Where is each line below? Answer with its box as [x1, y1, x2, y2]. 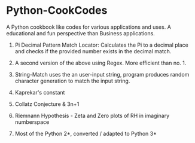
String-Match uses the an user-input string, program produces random [14, 71, 190, 78]
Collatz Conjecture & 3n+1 [14, 100, 80, 108]
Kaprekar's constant [14, 89, 65, 96]
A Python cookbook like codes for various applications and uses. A [6, 23, 172, 31]
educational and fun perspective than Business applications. [6, 29, 156, 36]
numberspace [14, 118, 50, 126]
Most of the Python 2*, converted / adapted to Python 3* [14, 130, 157, 137]
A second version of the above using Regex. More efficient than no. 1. [14, 59, 187, 66]
